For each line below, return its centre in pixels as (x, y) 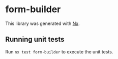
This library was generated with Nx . (42, 23)
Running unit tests (35, 39)
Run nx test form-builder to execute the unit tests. (59, 51)
